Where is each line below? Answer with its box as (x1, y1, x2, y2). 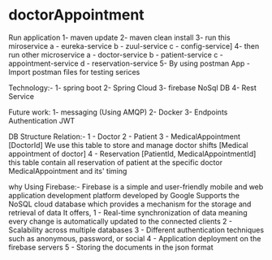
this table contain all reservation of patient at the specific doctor (8, 157, 223, 167)
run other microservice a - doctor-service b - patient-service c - (8, 50, 223, 59)
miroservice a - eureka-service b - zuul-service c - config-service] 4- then (8, 41, 260, 50)
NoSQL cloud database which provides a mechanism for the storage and (8, 199, 252, 209)
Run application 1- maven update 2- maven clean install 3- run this (8, 32, 231, 42)
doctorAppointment (8, 6, 145, 24)
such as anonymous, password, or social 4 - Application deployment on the (8, 233, 261, 243)
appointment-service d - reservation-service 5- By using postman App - (8, 58, 250, 68)
